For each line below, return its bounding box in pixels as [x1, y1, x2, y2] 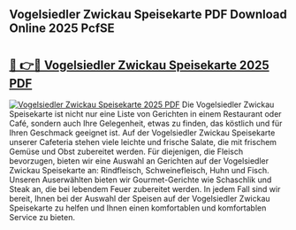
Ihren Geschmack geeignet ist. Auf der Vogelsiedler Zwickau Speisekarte [9, 127, 276, 138]
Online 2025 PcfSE [9, 21, 115, 36]
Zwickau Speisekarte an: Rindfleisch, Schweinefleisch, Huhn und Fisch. [9, 165, 269, 175]
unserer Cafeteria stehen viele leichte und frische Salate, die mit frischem [9, 137, 277, 147]
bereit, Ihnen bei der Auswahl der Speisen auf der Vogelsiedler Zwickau [9, 194, 271, 203]
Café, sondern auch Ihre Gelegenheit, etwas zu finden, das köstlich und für [9, 119, 283, 128]
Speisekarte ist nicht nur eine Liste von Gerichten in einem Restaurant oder [9, 109, 282, 119]
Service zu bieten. [9, 212, 75, 222]
